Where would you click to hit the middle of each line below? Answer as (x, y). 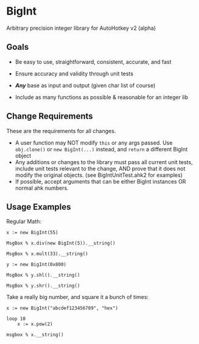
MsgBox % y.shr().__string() (43, 286)
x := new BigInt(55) (33, 233)
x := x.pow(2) (35, 324)
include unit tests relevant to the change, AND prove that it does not (100, 168)
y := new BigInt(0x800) (37, 265)
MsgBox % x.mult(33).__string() (47, 254)
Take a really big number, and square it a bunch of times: (78, 297)
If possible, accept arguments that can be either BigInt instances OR (100, 181)
